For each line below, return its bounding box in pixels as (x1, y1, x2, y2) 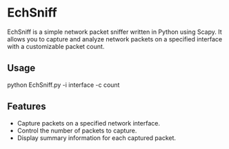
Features (7, 101, 46, 112)
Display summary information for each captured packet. (17, 133, 177, 142)
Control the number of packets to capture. (17, 126, 137, 135)
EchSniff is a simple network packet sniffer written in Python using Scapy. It (7, 28, 222, 36)
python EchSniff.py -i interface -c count (7, 81, 120, 89)
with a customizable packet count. (7, 42, 105, 50)
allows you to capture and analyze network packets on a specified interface (7, 34, 223, 43)
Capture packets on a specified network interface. (17, 119, 161, 127)
